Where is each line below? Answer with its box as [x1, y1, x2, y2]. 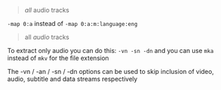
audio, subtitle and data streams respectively [7, 75, 138, 83]
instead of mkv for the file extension [7, 54, 109, 62]
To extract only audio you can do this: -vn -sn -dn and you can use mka [7, 47, 214, 54]
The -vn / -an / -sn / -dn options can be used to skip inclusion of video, [7, 68, 215, 75]
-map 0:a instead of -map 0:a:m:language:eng [7, 20, 138, 27]
